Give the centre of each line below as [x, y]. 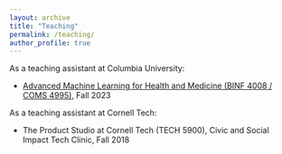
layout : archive [40, 18]
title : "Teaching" [44, 26]
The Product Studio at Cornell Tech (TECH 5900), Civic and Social [146, 131]
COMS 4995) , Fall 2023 [66, 95]
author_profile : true [50, 43]
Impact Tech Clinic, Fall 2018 [76, 140]
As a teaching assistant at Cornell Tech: [83, 113]
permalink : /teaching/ [52, 34]
